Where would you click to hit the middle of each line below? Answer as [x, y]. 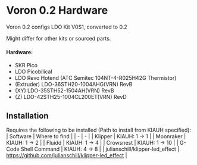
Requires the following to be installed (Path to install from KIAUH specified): [99, 130]
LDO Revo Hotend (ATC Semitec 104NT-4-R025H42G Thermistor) [96, 78]
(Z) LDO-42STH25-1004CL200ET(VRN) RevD [71, 97]
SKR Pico [26, 66]
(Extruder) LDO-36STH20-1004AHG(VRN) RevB [74, 85]
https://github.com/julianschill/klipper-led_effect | [67, 155]
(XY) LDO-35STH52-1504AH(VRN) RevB [64, 91]
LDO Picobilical [33, 71]
